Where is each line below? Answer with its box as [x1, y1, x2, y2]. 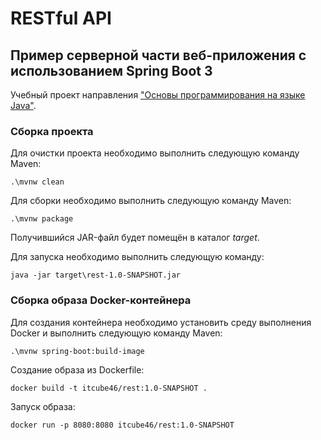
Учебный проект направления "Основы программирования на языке [10, 89, 306, 101]
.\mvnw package [10, 214, 74, 224]
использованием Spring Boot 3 [10, 62, 213, 79]
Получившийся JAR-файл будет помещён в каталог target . [10, 232, 260, 244]
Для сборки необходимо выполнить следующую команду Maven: [10, 195, 292, 207]
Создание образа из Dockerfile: [10, 363, 145, 376]
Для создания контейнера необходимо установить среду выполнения [10, 316, 312, 328]
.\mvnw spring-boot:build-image [10, 346, 145, 356]
